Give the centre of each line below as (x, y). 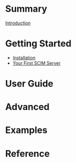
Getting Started (39, 44)
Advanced (27, 107)
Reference (27, 154)
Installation (24, 58)
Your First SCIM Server (36, 63)
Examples (26, 130)
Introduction (18, 23)
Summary (26, 9)
